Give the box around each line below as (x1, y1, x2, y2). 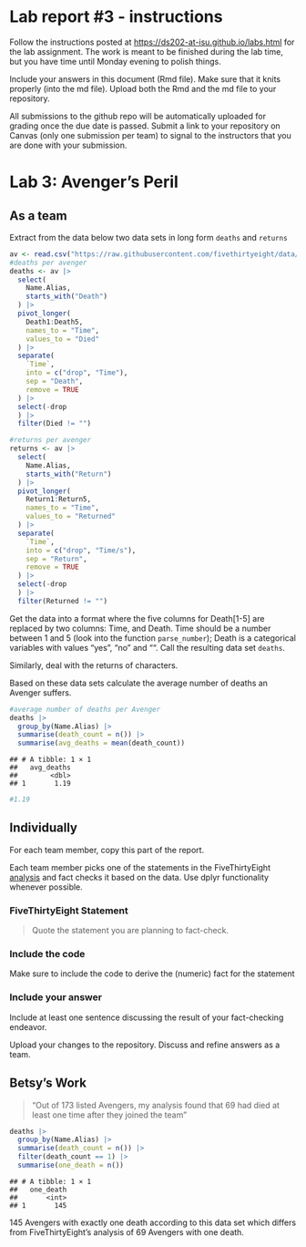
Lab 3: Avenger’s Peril (9, 171, 179, 192)
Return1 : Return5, (25, 495, 92, 504)
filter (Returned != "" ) (17, 596, 107, 605)
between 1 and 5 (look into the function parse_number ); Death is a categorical (9, 632, 296, 644)
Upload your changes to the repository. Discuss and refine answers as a (9, 1039, 280, 1050)
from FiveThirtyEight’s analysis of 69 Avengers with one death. (9, 1226, 244, 1237)
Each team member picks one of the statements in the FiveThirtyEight (9, 861, 271, 872)
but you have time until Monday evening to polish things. (9, 56, 221, 67)
